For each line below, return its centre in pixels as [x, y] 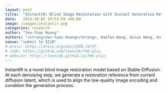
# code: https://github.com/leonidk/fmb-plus [53, 51]
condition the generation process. [40, 86]
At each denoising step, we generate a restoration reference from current [80, 75]
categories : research [28, 28]
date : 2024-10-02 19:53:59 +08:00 [43, 19]
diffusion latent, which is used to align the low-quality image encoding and [81, 80]
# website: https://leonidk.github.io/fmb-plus [55, 56]
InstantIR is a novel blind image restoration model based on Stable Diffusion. [83, 70]
